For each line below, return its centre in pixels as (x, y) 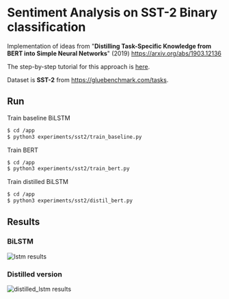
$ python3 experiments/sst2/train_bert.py (68, 169)
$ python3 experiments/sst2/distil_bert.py (70, 201)
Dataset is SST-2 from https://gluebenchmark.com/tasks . (88, 79)
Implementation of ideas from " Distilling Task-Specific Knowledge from (109, 46)
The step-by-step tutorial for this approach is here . (79, 66)
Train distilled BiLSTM (38, 182)
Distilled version (35, 274)
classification (46, 27)
